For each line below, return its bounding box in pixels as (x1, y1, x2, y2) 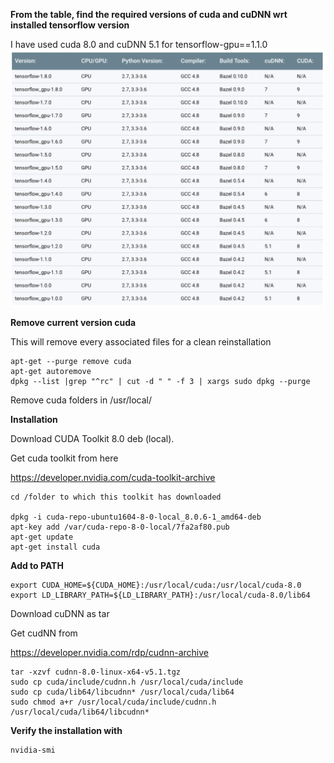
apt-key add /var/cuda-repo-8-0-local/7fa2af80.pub (10, 522, 230, 532)
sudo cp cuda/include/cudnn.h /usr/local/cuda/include (10, 677, 244, 687)
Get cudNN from (10, 627, 78, 639)
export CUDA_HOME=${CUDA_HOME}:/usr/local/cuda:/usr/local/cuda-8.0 (10, 580, 302, 590)
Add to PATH (10, 559, 64, 571)
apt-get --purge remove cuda (10, 356, 132, 366)
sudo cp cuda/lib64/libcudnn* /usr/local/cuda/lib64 (10, 687, 235, 697)
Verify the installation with (10, 724, 123, 736)
